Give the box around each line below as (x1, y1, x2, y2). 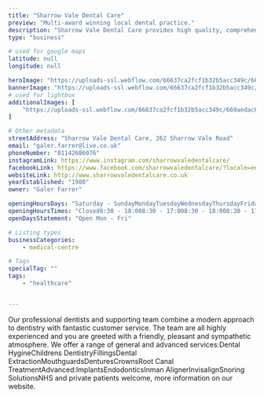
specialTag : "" (8, 265, 58, 273)
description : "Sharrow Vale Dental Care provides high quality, (8, 26, 223, 34)
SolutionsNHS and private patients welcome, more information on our (8, 373, 233, 382)
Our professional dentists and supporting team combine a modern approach (8, 314, 255, 324)
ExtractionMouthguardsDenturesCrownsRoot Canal (8, 356, 174, 366)
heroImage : (8, 76, 44, 84)
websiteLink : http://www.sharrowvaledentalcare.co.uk (8, 171, 189, 179)
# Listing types (8, 229, 61, 237)
